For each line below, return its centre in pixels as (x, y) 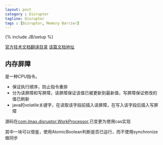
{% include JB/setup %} (29, 37)
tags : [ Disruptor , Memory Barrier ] (42, 23)
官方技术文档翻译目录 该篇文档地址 (40, 47)
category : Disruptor (27, 14)
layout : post (18, 9)
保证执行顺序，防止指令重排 (40, 87)
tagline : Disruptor (25, 18)
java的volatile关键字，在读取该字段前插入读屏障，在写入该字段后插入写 (83, 105)
